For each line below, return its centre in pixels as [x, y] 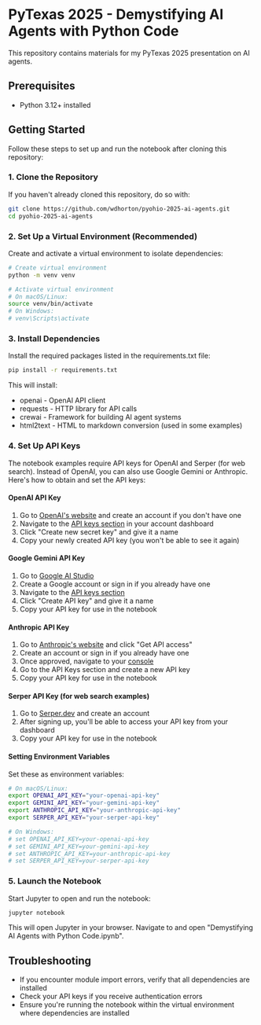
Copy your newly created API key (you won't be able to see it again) [129, 540]
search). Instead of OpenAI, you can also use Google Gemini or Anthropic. [128, 471]
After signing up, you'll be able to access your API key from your [124, 722]
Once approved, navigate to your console [86, 661]
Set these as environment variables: [66, 774]
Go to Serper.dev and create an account [85, 714]
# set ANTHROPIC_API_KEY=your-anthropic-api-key [89, 854]
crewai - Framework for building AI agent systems [101, 417]
